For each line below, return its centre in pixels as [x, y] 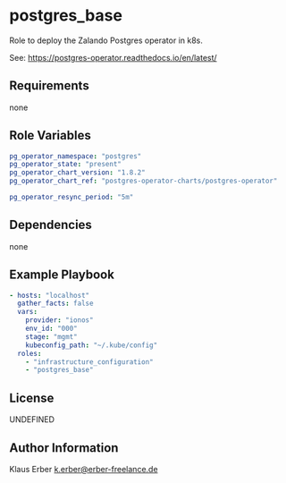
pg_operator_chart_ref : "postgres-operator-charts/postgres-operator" [143, 181]
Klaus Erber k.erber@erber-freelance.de [84, 469]
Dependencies [50, 225]
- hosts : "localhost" [50, 295]
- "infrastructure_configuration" [89, 362]
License [32, 398]
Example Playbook [62, 275]
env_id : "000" [51, 329]
